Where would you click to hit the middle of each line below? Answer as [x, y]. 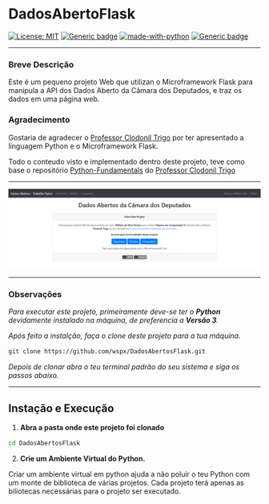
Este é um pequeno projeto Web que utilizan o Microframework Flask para [131, 82]
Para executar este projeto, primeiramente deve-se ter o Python [114, 312]
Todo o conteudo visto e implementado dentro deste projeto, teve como [127, 161]
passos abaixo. [34, 376]
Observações [35, 294]
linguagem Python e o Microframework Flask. [83, 146]
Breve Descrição [41, 64]
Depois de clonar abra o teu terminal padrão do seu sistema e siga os [124, 367]
